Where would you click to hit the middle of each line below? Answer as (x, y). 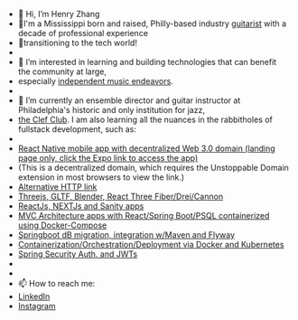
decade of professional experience (83, 33)
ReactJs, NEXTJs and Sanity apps (81, 206)
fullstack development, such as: (77, 129)
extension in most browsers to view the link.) (101, 177)
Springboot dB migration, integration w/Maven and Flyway (126, 235)
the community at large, (62, 71)
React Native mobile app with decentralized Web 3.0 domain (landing (146, 148)
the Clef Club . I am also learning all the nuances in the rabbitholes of (145, 119)
